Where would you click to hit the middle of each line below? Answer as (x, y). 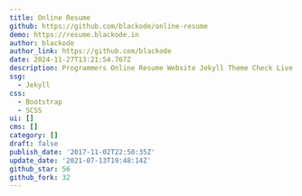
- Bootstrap (40, 102)
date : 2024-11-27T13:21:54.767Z (70, 60)
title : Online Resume (50, 18)
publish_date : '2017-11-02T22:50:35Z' (82, 152)
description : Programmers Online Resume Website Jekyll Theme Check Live (151, 69)
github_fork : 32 (40, 177)
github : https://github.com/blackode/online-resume (109, 26)
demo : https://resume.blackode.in (75, 34)
